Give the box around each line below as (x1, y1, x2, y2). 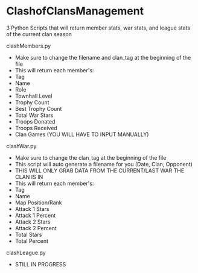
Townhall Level (14, 92, 53, 99)
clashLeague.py (6, 249, 46, 256)
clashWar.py (6, 142, 37, 149)
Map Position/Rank (14, 199, 62, 206)
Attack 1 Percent (14, 212, 56, 219)
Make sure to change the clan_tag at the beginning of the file (14, 154, 167, 161)
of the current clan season (6, 30, 72, 37)
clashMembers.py (6, 42, 51, 49)
